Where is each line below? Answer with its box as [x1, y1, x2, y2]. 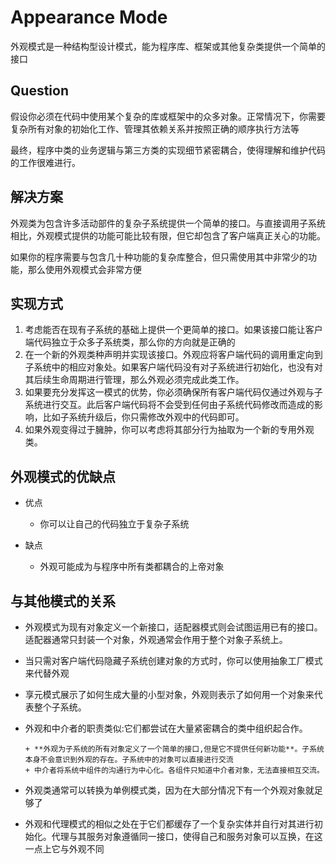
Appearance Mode [10, 6, 168, 29]
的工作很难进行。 [10, 156, 81, 168]
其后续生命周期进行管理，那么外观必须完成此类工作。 [24, 374, 245, 386]
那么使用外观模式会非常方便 [27, 263, 142, 275]
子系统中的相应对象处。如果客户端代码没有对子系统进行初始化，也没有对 [24, 361, 323, 373]
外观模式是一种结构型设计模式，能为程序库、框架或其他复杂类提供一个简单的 [10, 40, 326, 52]
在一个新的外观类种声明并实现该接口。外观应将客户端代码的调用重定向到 [24, 349, 323, 361]
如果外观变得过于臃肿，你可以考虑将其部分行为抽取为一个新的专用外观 [24, 424, 315, 436]
